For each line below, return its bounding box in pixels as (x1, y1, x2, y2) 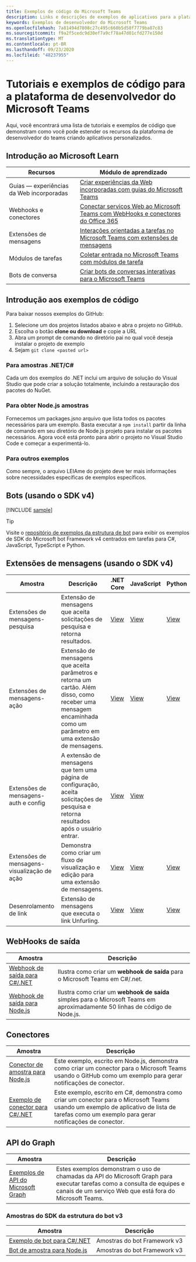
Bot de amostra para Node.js (9, 1246, 87, 1254)
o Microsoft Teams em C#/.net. (57, 974, 143, 983)
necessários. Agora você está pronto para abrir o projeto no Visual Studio (6, 433, 183, 440)
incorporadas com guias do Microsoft (79, 186, 183, 194)
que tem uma (61, 765, 97, 774)
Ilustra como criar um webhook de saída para (57, 967, 184, 976)
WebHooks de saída (6, 936, 80, 946)
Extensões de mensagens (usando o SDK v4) (6, 559, 173, 569)
